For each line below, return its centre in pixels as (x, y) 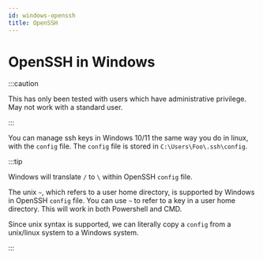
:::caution (24, 84)
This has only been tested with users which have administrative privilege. (128, 99)
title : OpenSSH (33, 23)
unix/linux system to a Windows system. (74, 233)
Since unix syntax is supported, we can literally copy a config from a (120, 224)
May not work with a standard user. (66, 107)
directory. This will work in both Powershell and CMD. (95, 209)
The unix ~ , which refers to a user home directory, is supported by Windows (131, 192)
